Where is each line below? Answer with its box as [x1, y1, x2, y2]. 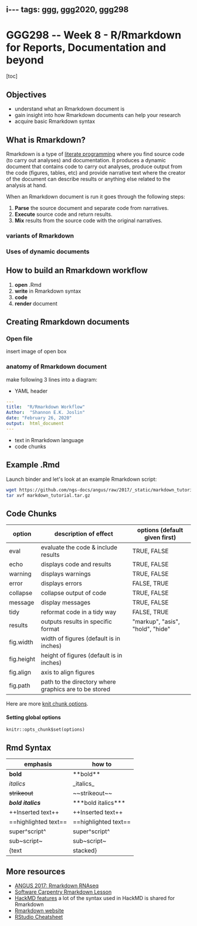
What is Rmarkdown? [6, 135, 86, 145]
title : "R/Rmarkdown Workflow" [6, 404, 85, 410]
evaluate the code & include [40, 543, 118, 551]
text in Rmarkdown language [14, 436, 84, 443]
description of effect [54, 530, 113, 538]
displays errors [40, 579, 82, 587]
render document [14, 300, 57, 307]
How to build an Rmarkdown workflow [6, 266, 148, 276]
